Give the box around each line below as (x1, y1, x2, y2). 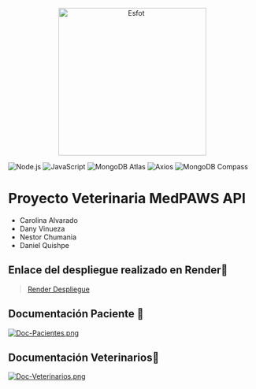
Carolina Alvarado (19, 215, 79, 224)
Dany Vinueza (19, 224, 65, 233)
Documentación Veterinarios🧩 (8, 350, 160, 364)
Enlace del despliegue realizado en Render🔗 (8, 264, 228, 277)
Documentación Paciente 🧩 (8, 307, 144, 320)
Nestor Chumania (19, 232, 77, 242)
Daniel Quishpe (19, 240, 69, 250)
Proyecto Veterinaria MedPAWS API (8, 190, 247, 208)
